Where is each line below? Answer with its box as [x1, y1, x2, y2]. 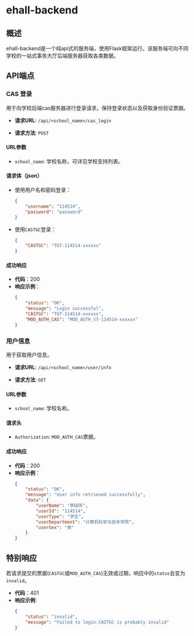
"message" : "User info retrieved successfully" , [25, 492, 146, 498]
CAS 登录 [6, 90, 32, 98]
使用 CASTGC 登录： [14, 226, 57, 233]
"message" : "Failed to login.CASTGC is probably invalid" [25, 619, 169, 625]
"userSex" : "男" [36, 524, 75, 530]
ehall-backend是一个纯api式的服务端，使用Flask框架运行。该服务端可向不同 [6, 45, 189, 51]
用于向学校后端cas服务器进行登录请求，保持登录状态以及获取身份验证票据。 [6, 104, 189, 111]
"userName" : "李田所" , [36, 503, 89, 509]
